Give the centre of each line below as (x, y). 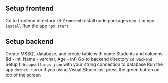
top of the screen (23, 75)
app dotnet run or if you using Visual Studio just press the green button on (82, 69)
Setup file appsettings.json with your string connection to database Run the (84, 64)
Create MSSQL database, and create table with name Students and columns (84, 54)
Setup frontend (29, 8)
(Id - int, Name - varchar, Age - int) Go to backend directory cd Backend (79, 59)
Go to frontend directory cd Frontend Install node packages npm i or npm (80, 20)
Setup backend (29, 41)
